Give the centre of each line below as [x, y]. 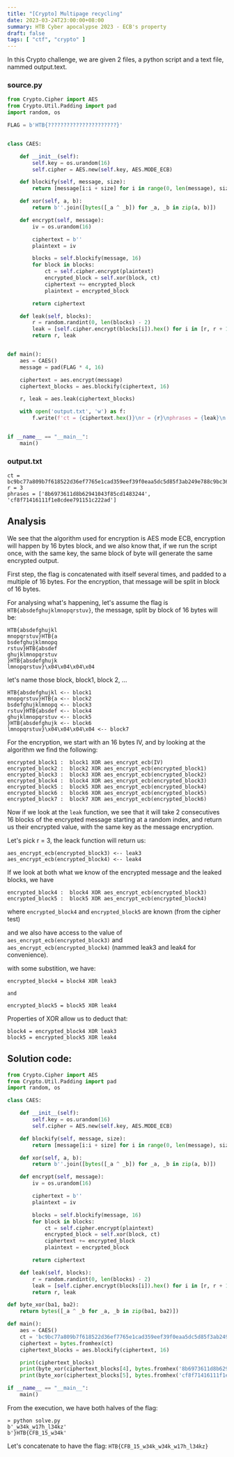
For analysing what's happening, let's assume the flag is [88, 602]
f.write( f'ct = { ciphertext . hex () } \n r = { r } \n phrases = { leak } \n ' [131, 418]
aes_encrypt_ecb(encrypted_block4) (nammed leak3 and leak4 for [102, 947]
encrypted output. [33, 560]
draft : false [26, 33]
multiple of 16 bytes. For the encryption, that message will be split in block [114, 581]
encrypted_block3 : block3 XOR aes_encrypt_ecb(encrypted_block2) [107, 775]
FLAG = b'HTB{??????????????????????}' [65, 125]
